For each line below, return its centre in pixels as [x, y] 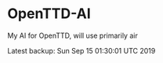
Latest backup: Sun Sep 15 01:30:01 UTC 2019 [81, 50]
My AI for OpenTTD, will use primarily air [72, 35]
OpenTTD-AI [49, 14]
